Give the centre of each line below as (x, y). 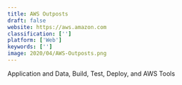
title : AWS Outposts (38, 14)
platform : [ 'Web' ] (35, 40)
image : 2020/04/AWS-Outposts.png (57, 54)
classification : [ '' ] (40, 34)
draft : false (27, 21)
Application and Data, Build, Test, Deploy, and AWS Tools (91, 73)
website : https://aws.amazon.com (57, 27)
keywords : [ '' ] (30, 47)
